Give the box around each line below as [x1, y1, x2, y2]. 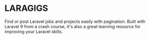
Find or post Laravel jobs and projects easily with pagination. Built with [4, 19, 146, 24]
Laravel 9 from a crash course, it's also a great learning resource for [4, 23, 141, 29]
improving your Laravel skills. [4, 29, 63, 34]
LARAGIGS [4, 3, 49, 14]
